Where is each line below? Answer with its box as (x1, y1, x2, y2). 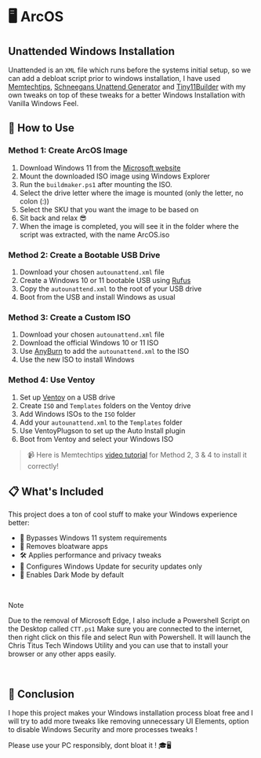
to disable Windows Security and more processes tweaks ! (8, 725, 198, 734)
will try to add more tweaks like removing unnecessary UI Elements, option (8, 716, 249, 726)
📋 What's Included (8, 484, 104, 498)
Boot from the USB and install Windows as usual (19, 292, 176, 301)
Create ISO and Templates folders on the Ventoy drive (19, 400, 191, 410)
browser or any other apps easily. (8, 649, 116, 659)
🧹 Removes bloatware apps (19, 542, 108, 551)
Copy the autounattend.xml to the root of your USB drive (19, 284, 202, 293)
